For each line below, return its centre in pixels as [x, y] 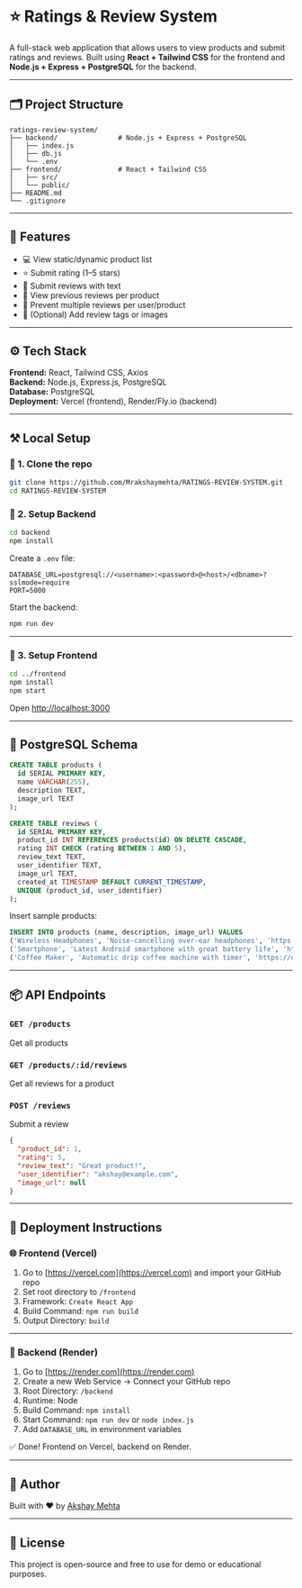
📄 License [37, 1543]
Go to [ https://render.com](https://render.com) [108, 1372]
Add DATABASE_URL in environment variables [102, 1429]
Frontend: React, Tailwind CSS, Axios [79, 373]
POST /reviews [40, 1105]
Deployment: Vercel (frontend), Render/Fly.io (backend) [113, 402]
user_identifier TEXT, [60, 866]
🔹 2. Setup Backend [53, 513]
